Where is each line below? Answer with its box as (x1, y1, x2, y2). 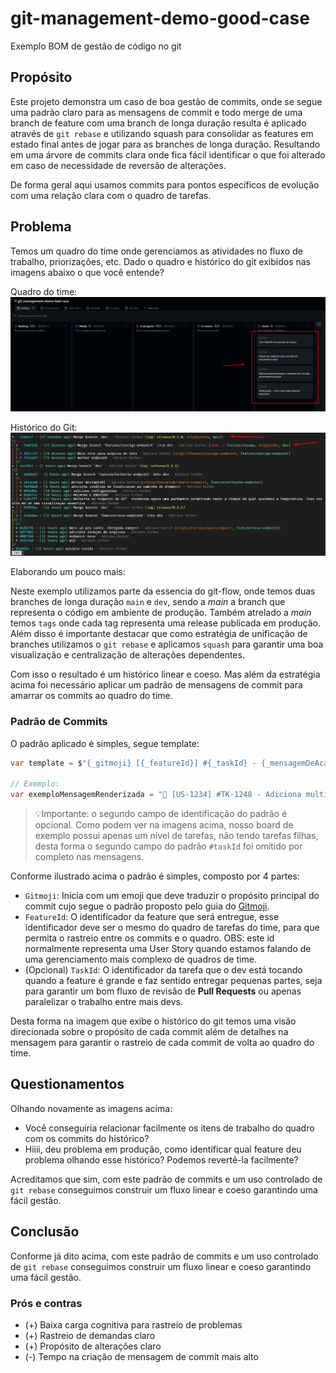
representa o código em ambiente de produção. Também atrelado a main (10, 607, 312, 619)
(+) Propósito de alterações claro (24, 1340, 162, 1352)
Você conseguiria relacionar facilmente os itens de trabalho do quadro (24, 1122, 315, 1134)
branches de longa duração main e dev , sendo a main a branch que (10, 596, 286, 608)
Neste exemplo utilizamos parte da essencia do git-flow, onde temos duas (10, 585, 316, 597)
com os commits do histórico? (24, 1132, 150, 1144)
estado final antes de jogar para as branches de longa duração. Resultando (10, 138, 321, 150)
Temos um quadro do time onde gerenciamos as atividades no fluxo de (10, 245, 303, 257)
